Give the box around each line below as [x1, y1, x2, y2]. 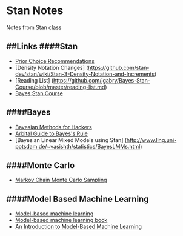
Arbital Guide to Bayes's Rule [15, 130, 88, 137]
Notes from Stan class [6, 24, 62, 31]
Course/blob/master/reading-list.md [15, 83, 105, 90]
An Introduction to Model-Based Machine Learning [15, 223, 142, 231]
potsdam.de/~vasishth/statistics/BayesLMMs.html [15, 143, 141, 150]
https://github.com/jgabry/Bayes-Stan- [53, 76, 150, 84]
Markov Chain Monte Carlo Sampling [15, 177, 107, 184]
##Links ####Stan [6, 41, 78, 52]
